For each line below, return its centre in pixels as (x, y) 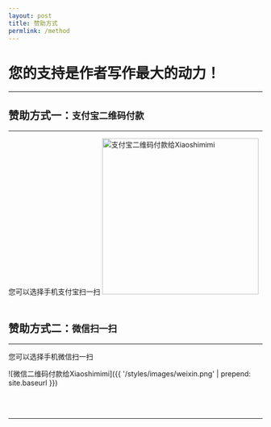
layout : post (30, 16)
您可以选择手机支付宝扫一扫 (54, 292)
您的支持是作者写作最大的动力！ (115, 73)
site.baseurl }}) (33, 383)
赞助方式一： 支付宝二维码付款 (76, 115)
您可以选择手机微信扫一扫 (51, 356)
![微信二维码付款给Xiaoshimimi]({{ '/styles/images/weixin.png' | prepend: (130, 373)
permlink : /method (39, 31)
